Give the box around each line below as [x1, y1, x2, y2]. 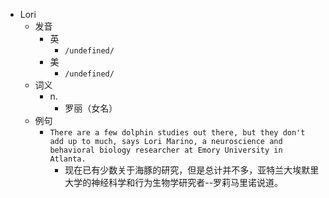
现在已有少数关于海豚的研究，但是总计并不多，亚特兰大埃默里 [64, 164, 320, 176]
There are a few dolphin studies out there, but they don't [49, 128, 306, 138]
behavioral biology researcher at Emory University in [49, 145, 283, 155]
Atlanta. [49, 154, 87, 164]
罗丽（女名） [64, 102, 118, 114]
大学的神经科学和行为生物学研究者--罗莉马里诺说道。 [64, 177, 284, 188]
